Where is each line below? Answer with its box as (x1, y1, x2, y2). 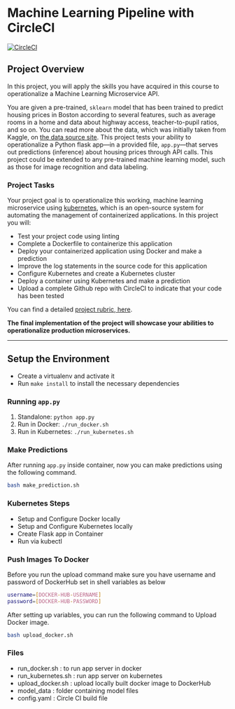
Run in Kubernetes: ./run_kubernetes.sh (17, 428, 134, 436)
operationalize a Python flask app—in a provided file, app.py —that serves (7, 140, 219, 149)
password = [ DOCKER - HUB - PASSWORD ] (7, 597, 101, 605)
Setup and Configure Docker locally (17, 514, 121, 523)
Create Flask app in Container (17, 529, 104, 538)
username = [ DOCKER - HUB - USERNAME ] (7, 591, 101, 598)
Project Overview (7, 63, 85, 75)
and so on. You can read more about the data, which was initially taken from (7, 125, 226, 134)
